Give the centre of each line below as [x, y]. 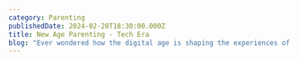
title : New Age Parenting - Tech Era [79, 34]
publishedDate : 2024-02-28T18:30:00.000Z [87, 26]
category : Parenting [47, 17]
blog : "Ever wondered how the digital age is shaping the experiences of [149, 43]
